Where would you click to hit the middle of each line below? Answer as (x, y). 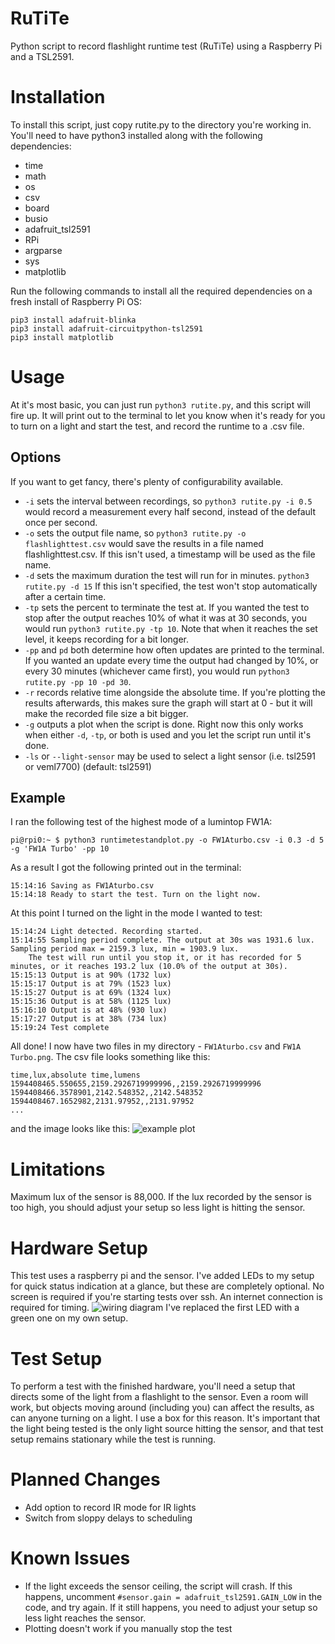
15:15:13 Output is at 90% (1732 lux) (91, 975)
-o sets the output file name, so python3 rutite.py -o (135, 533)
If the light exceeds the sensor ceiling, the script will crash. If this (158, 1586)
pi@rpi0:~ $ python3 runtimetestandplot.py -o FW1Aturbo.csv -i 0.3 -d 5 (167, 840)
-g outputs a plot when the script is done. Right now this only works (164, 724)
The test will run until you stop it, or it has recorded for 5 (165, 958)
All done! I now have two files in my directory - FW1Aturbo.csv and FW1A (156, 1046)
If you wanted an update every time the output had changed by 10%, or (171, 660)
